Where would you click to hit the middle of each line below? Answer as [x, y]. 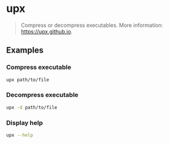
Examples [25, 50]
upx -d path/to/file [32, 107]
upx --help [20, 135]
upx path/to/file [28, 79]
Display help [24, 122]
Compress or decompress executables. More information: [92, 25]
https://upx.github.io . [47, 31]
